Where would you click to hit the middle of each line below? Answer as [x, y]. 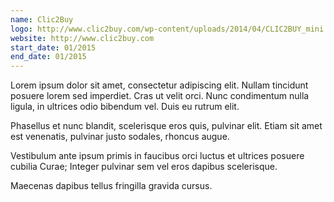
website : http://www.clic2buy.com [82, 38]
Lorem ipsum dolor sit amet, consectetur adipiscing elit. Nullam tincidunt [159, 85]
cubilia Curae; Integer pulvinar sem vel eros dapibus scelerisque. [144, 167]
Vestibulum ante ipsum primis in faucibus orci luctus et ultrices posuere [157, 156]
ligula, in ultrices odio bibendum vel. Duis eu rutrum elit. [125, 107]
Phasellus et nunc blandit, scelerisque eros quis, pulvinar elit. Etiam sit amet [166, 126]
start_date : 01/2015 [53, 47]
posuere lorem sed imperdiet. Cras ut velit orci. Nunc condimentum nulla [160, 96]
